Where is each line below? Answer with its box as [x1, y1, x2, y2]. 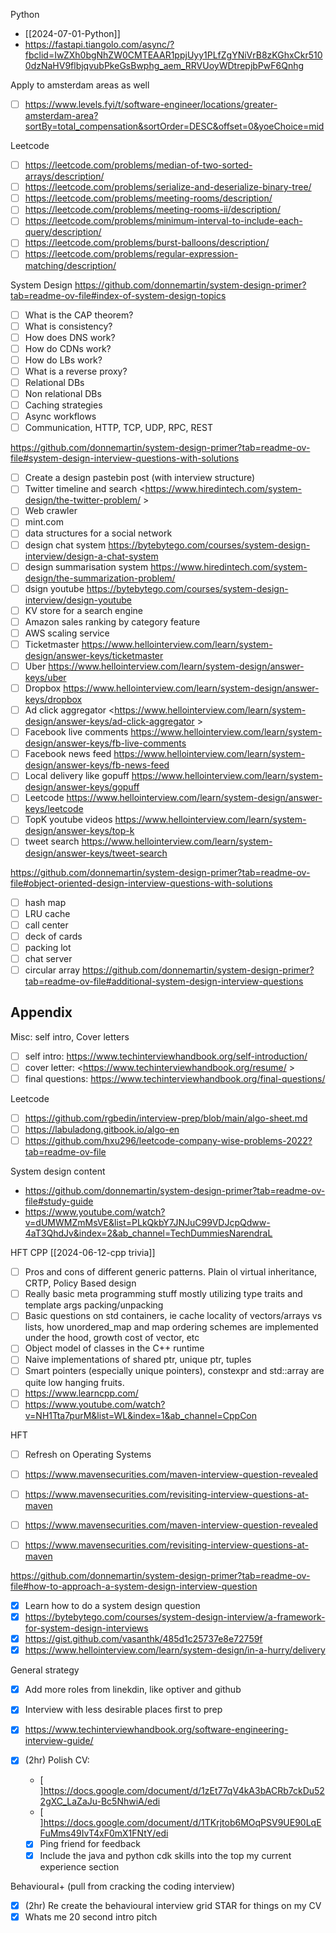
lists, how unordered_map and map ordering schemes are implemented [24, 1321, 319, 1333]
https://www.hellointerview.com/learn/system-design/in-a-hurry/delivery [24, 1644, 326, 1656]
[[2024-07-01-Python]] [24, 28, 121, 39]
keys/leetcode [24, 803, 84, 815]
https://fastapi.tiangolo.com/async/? [24, 39, 175, 50]
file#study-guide [24, 1195, 94, 1208]
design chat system [24, 539, 107, 551]
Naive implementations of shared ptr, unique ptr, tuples [24, 1354, 252, 1366]
